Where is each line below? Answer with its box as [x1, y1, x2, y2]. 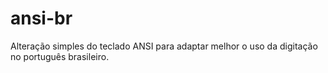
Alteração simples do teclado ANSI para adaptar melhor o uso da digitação [10, 40, 318, 52]
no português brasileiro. [10, 50, 110, 62]
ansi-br [10, 7, 73, 30]
